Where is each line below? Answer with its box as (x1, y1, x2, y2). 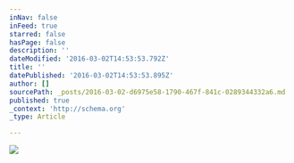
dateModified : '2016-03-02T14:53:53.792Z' (9, 54, 170, 63)
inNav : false (9, 12, 58, 22)
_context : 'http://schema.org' (9, 104, 126, 113)
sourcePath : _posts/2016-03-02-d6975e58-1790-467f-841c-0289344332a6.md (9, 87, 286, 96)
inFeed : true (9, 21, 58, 30)
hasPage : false (9, 37, 66, 47)
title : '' (9, 63, 46, 72)
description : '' (9, 46, 70, 55)
